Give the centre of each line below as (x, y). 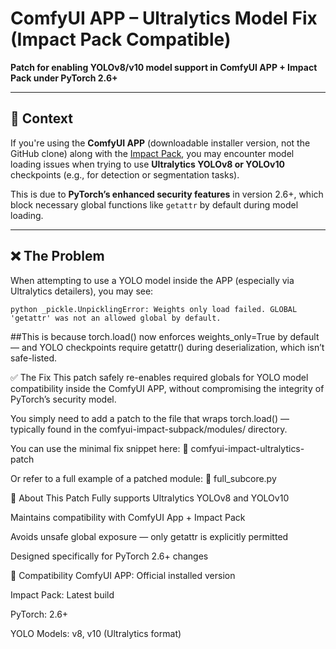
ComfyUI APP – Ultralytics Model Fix (164, 18)
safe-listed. (34, 358)
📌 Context (41, 118)
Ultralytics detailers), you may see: (82, 291)
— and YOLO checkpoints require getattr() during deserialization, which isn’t (167, 347)
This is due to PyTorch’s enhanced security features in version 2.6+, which (167, 194)
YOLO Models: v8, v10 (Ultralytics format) (96, 633)
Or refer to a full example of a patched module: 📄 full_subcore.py (143, 478)
